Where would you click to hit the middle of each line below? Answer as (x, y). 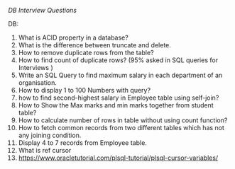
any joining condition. (50, 135)
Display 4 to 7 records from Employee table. (83, 143)
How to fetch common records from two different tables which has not (121, 128)
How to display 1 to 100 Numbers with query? (84, 90)
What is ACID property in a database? (73, 37)
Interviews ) (35, 68)
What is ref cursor (45, 150)
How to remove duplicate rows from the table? (86, 53)
